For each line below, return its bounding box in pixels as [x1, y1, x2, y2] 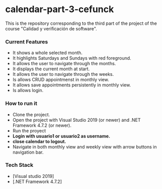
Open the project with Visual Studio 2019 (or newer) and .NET [12, 117, 141, 123]
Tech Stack [5, 162, 34, 169]
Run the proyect [12, 127, 46, 133]
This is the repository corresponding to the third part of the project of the [5, 20, 157, 26]
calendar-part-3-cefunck [5, 4, 114, 15]
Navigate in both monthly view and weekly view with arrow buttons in [12, 144, 157, 150]
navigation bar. [12, 149, 44, 155]
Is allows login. [12, 87, 44, 93]
